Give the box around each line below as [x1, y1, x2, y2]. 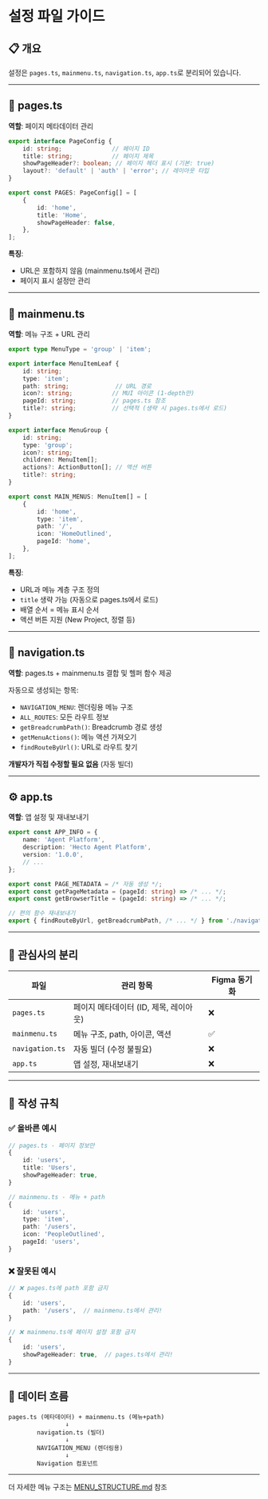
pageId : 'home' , [37, 538, 91, 546]
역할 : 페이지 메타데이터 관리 [8, 121, 94, 130]
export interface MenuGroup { [8, 426, 109, 434]
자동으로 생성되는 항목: [8, 685, 79, 694]
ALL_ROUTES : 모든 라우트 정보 [19, 712, 109, 722]
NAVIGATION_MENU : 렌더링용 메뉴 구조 [19, 702, 134, 712]
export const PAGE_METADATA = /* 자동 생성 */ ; [8, 880, 163, 888]
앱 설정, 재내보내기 [73, 1058, 140, 1069]
